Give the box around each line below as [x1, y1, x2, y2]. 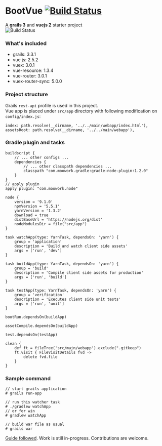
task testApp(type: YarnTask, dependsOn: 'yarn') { [5, 288, 116, 293]
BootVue [5, 5, 43, 17]
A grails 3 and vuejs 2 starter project [5, 22, 83, 28]
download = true [14, 213, 49, 218]
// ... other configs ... [14, 155, 69, 160]
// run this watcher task [5, 400, 60, 405]
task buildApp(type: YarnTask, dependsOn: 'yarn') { [5, 261, 119, 266]
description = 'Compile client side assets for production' [14, 270, 144, 275]
